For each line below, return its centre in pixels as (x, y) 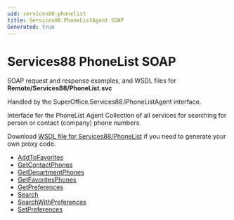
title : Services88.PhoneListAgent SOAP (66, 20)
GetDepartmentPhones (51, 172)
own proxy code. (32, 144)
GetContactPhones (45, 165)
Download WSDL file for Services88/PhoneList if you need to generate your (117, 137)
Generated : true (31, 27)
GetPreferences (40, 187)
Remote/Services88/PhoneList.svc (60, 88)
